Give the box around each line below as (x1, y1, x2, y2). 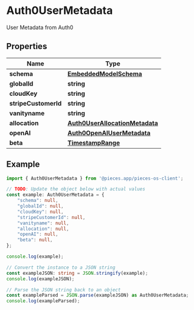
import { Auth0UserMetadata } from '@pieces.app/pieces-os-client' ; (6, 175, 184, 181)
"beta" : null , (17, 237, 53, 243)
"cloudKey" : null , (17, 209, 64, 215)
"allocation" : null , (17, 226, 69, 232)
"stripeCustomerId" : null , (17, 214, 86, 220)
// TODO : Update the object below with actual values (6, 186, 146, 192)
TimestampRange (68, 138, 120, 147)
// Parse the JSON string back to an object (6, 286, 121, 293)
